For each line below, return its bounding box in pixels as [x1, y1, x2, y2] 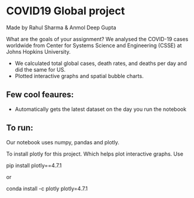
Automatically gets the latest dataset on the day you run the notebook [14, 106, 187, 113]
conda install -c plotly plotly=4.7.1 [6, 185, 88, 192]
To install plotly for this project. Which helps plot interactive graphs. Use [6, 150, 184, 157]
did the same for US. [14, 66, 66, 73]
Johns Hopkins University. [6, 48, 71, 55]
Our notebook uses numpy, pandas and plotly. [6, 138, 119, 146]
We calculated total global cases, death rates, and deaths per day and [14, 60, 187, 67]
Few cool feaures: [6, 89, 74, 100]
